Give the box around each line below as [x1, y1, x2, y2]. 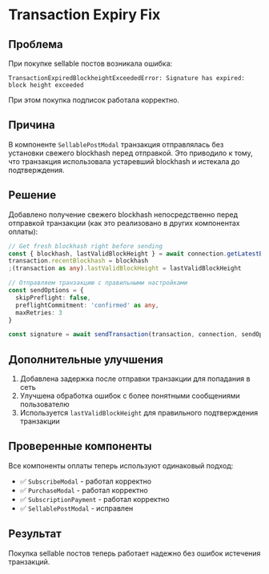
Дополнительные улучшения [8, 352, 164, 366]
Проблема [8, 38, 64, 51]
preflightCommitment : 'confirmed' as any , [15, 301, 159, 309]
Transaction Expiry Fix [8, 6, 161, 24]
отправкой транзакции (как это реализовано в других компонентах [8, 218, 240, 227]
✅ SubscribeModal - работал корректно [19, 476, 152, 486]
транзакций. [8, 556, 50, 566]
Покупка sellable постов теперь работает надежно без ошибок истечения [8, 548, 261, 558]
